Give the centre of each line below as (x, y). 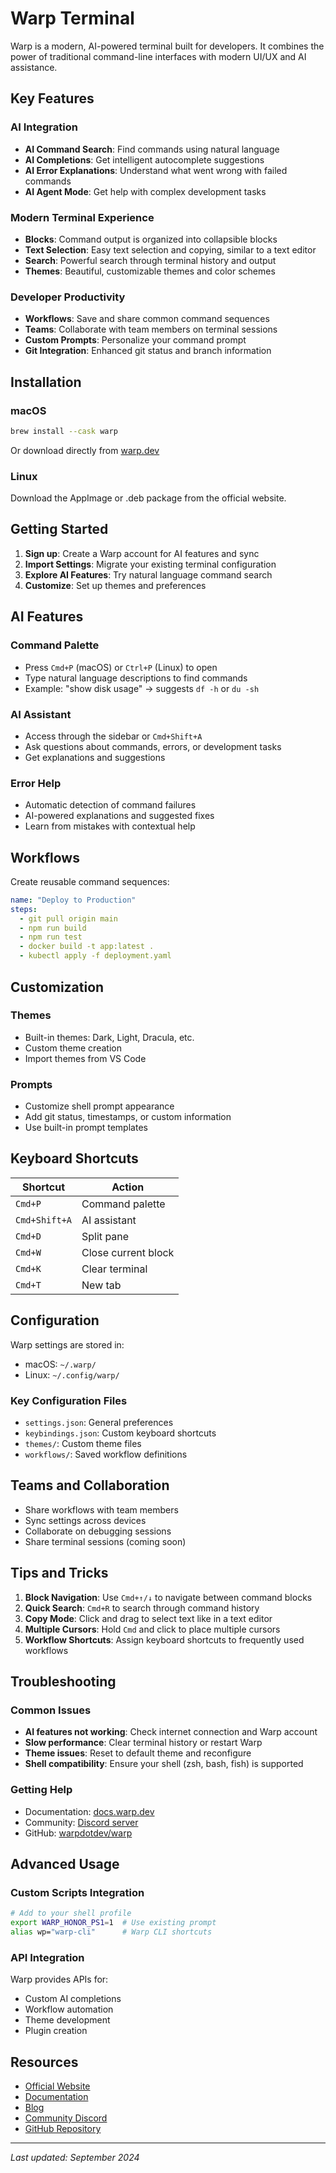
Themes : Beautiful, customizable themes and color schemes (150, 271)
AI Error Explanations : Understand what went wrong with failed (156, 170)
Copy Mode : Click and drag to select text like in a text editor (148, 1618)
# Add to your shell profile (71, 1913)
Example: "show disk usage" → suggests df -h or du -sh (142, 688)
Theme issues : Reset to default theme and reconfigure (138, 1753)
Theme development (67, 2020)
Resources (44, 2062)
